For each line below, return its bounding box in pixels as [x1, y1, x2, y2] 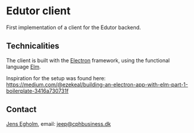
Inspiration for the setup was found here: [6, 74, 106, 81]
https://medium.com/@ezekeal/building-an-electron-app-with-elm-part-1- [6, 81, 189, 88]
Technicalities [6, 41, 59, 51]
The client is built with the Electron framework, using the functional [6, 56, 170, 64]
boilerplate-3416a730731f [6, 87, 69, 94]
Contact [6, 104, 37, 115]
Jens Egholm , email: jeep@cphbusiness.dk [6, 120, 111, 127]
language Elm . [6, 63, 42, 70]
